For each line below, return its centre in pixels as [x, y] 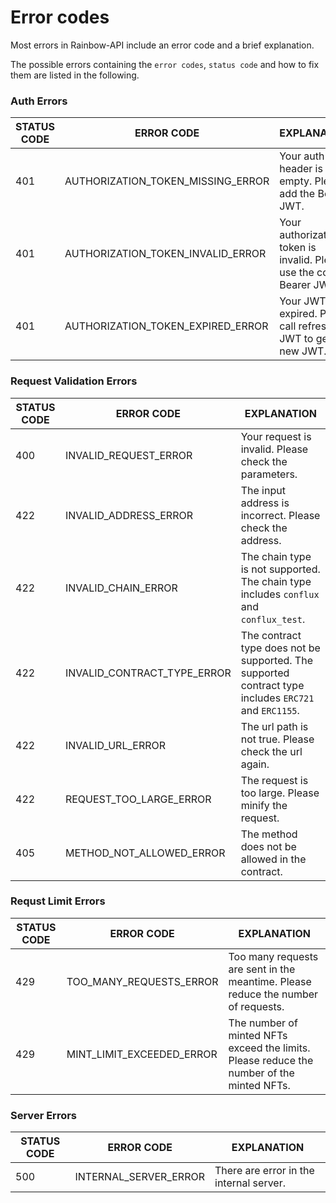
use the [297, 273]
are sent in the [262, 969]
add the [297, 194]
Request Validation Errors [74, 381]
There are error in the [264, 1171]
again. [255, 764]
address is [265, 503]
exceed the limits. [269, 1048]
